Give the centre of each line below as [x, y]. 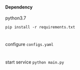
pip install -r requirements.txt [40, 27]
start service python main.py [35, 62]
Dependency [19, 7]
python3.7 [16, 18]
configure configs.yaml [29, 44]
